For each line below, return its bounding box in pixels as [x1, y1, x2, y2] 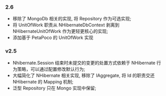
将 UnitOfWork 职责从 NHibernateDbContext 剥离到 [12, 22, 120, 28]
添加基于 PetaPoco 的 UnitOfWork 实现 [12, 34, 94, 41]
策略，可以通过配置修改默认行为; [17, 66, 86, 72]
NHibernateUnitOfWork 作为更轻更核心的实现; [12, 28, 108, 34]
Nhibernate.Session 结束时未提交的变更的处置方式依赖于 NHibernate [12, 60, 156, 66]
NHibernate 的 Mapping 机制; [12, 78, 74, 84]
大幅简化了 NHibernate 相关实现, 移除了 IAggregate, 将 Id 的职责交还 [12, 72, 155, 78]
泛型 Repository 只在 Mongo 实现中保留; [12, 85, 96, 91]
